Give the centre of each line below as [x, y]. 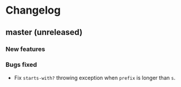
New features [25, 49]
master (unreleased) [44, 32]
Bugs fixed [21, 65]
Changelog [33, 10]
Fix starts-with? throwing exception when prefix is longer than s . [95, 78]
